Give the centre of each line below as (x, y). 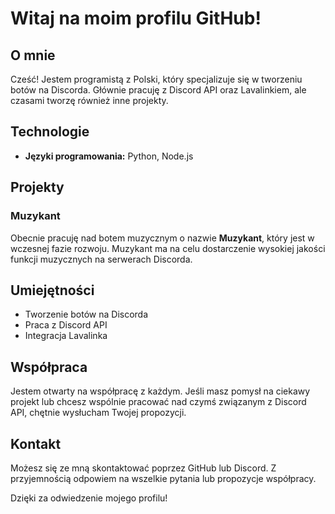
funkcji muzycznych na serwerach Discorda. (101, 259)
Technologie (50, 132)
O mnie (33, 55)
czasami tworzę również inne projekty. (89, 100)
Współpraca (49, 367)
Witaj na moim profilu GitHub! (136, 18)
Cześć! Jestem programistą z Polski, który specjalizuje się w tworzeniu (156, 79)
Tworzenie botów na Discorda (86, 314)
